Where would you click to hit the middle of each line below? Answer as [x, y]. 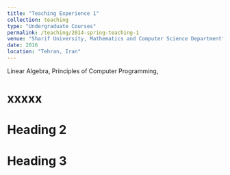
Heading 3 [37, 161]
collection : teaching [38, 20]
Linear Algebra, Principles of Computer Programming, [83, 71]
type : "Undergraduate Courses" [52, 26]
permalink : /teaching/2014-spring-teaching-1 [73, 32]
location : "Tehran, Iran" [44, 52]
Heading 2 [37, 130]
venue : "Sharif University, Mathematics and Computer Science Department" [116, 39]
